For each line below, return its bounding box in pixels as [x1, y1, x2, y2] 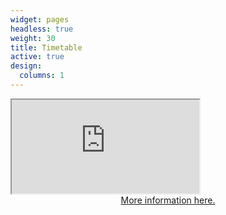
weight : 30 [10, 33, 56, 43]
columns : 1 [19, 71, 65, 81]
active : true [10, 52, 65, 62]
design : [10, 61, 43, 71]
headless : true [10, 24, 74, 34]
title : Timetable [10, 42, 83, 53]
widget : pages [10, 14, 70, 25]
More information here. [120, 194, 216, 206]
